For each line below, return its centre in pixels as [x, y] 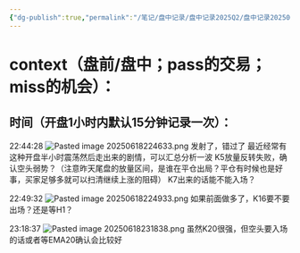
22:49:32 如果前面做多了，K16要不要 [150, 198]
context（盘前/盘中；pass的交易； [138, 64]
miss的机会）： [62, 87]
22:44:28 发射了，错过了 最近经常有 [148, 146]
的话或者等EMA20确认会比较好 [66, 240]
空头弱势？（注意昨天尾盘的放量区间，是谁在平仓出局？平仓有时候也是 [146, 168]
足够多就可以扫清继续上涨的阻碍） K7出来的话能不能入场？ [148, 179]
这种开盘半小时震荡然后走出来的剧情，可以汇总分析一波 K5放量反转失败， [144, 156]
